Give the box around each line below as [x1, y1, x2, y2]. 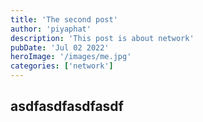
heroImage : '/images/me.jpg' [10, 52, 132, 62]
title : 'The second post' [10, 14, 118, 25]
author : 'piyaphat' [10, 24, 92, 34]
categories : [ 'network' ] [10, 61, 114, 71]
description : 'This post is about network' [10, 33, 195, 43]
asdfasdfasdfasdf [10, 98, 124, 115]
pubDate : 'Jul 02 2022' [10, 42, 110, 53]
